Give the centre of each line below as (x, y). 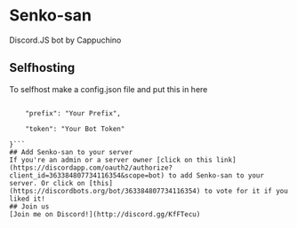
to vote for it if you (246, 191)
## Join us (29, 206)
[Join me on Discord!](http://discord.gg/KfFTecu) (105, 214)
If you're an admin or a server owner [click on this (111, 160)
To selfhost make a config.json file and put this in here (108, 89)
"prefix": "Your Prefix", (73, 113)
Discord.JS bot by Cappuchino (65, 40)
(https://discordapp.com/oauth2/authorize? (91, 168)
